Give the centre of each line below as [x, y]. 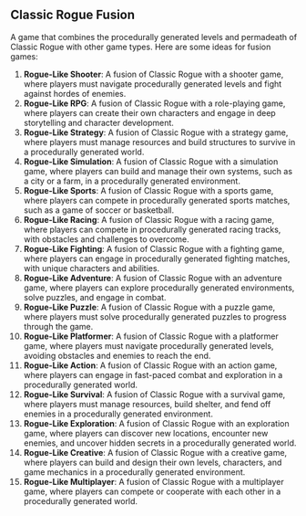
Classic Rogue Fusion [73, 15]
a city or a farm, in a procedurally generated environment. [132, 181]
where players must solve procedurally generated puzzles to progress [155, 316]
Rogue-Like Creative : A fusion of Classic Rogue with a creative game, [155, 452]
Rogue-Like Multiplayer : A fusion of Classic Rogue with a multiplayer [154, 481]
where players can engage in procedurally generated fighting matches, [157, 258]
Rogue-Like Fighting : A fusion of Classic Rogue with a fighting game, [154, 248]
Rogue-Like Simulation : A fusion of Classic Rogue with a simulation [151, 161]
